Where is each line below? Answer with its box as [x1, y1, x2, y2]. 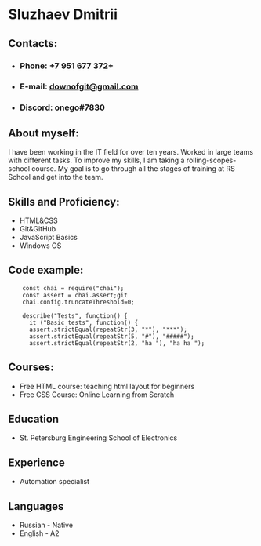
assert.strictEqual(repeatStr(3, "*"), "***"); [28, 326, 188, 333]
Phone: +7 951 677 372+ [19, 60, 114, 71]
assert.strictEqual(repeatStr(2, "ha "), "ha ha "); [28, 339, 205, 347]
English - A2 [19, 529, 60, 538]
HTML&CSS [19, 216, 59, 225]
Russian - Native [19, 520, 73, 530]
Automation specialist [19, 477, 90, 486]
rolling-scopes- [186, 155, 237, 166]
